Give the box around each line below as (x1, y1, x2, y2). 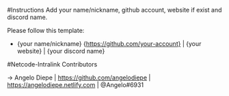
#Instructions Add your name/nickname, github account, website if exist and (7, 6, 222, 14)
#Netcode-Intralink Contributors (7, 60, 98, 68)
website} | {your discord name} (16, 47, 105, 55)
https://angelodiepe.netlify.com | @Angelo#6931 (7, 81, 144, 88)
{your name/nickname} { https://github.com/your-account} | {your (16, 40, 202, 47)
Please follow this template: (7, 27, 85, 34)
